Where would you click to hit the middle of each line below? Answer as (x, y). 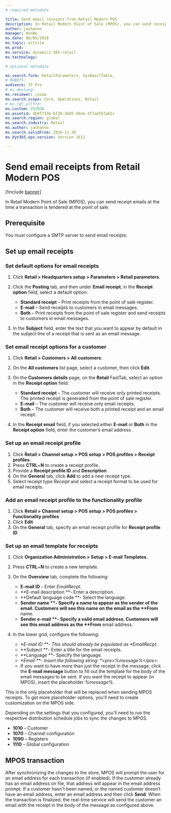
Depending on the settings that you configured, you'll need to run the (78, 713)
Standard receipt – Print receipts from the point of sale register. (87, 302)
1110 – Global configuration (41, 744)
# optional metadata (27, 66)
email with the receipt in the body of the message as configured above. (80, 805)
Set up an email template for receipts (52, 546)
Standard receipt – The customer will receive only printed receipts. (91, 393)
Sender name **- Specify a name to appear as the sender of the (89, 603)
